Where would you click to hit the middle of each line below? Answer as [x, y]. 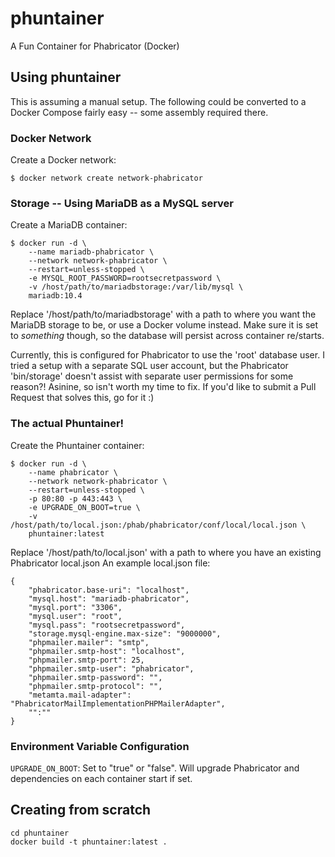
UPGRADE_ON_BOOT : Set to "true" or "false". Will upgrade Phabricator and [155, 768]
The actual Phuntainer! [67, 424]
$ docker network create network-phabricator [106, 178]
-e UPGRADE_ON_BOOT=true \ [84, 507]
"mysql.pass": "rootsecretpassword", [107, 625]
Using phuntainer [66, 77]
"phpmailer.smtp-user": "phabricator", [111, 668]
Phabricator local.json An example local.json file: [110, 563]
